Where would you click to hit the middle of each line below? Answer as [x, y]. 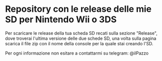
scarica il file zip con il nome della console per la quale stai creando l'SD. [79, 43]
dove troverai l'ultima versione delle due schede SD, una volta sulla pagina [81, 38]
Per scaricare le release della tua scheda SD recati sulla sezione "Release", [81, 33]
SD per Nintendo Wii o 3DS [61, 19]
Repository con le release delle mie [78, 9]
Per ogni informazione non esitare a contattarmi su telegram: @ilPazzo [77, 53]
